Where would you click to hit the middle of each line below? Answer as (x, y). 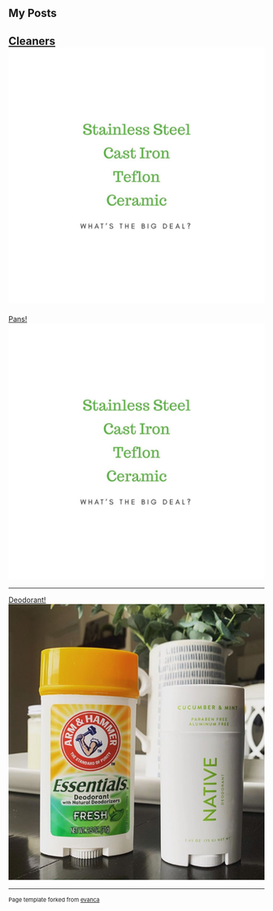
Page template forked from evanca (54, 900)
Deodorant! (27, 600)
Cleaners (32, 41)
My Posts (32, 13)
